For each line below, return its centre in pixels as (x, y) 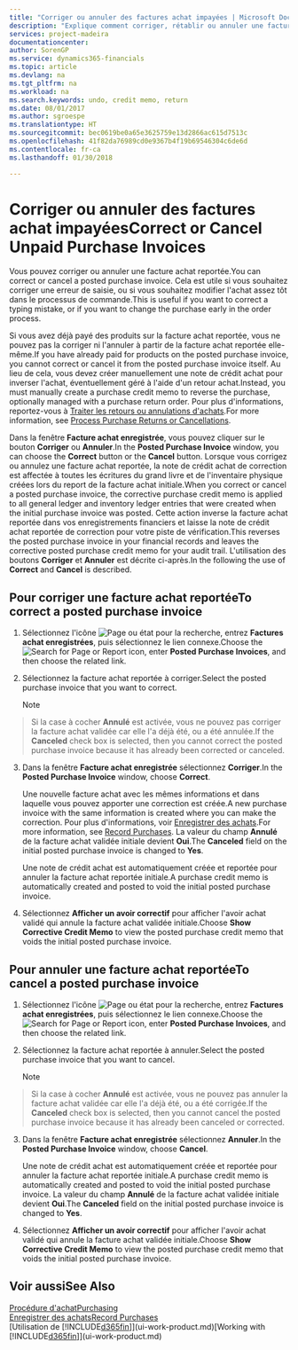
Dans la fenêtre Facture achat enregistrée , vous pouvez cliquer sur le (137, 438)
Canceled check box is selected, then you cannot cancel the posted (156, 1113)
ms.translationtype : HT (53, 125)
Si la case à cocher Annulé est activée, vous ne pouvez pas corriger (156, 722)
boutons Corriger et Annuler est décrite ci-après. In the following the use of (147, 561)
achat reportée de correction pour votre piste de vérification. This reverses (145, 532)
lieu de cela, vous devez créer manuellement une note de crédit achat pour (146, 373)
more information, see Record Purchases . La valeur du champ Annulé (149, 832)
